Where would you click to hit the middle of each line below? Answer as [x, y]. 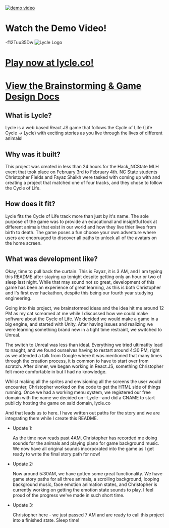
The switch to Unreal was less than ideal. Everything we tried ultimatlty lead [84, 345]
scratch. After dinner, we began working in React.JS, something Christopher [84, 366]
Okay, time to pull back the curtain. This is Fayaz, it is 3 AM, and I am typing [84, 271]
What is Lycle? [29, 115]
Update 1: [22, 428]
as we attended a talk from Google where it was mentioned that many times [84, 355]
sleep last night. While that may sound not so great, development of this [80, 282]
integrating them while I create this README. [52, 418]
